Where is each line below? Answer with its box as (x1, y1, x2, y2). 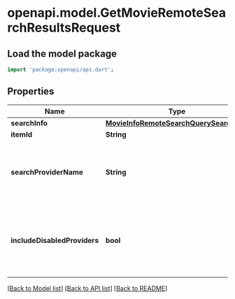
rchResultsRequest (7, 20, 121, 36)
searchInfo (10, 118, 48, 127)
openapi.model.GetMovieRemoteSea (7, 5, 227, 21)
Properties (7, 85, 55, 97)
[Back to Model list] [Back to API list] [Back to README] (7, 284, 168, 292)
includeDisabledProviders (10, 235, 99, 245)
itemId (10, 130, 33, 139)
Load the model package (7, 48, 117, 60)
